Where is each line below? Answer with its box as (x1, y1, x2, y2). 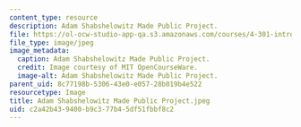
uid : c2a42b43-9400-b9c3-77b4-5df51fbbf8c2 (9, 105, 175, 114)
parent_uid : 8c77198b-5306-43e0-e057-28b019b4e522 (9, 80, 202, 89)
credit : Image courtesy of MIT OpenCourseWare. (17, 63, 199, 72)
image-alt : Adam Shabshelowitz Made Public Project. (17, 72, 219, 80)
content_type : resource (9, 13, 99, 22)
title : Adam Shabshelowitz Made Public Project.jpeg (9, 96, 211, 106)
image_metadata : (9, 47, 70, 55)
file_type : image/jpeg (9, 38, 94, 47)
